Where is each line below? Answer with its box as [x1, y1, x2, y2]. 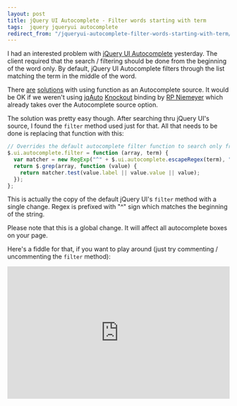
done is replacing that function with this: [7, 129, 125, 138]
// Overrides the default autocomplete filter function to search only [7, 143, 222, 150]
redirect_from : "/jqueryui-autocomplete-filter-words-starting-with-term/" [7, 30, 235, 37]
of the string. [7, 210, 45, 219]
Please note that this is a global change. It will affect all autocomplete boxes [7, 224, 228, 232]
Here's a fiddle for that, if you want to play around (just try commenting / [7, 245, 219, 253]
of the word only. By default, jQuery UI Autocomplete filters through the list [7, 64, 225, 73]
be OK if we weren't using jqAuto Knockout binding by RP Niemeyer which [7, 93, 224, 102]
